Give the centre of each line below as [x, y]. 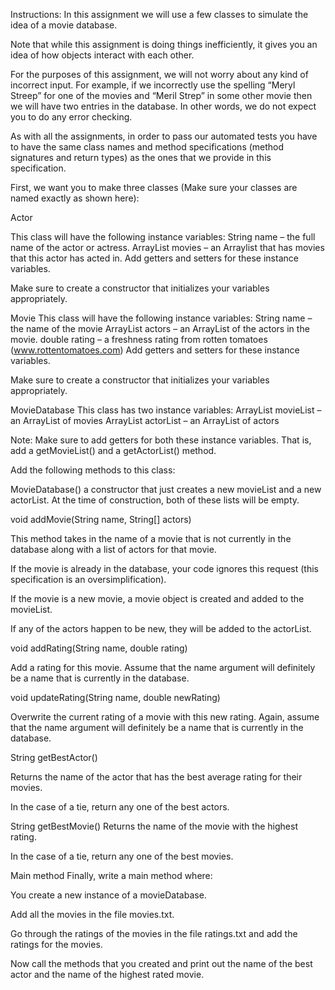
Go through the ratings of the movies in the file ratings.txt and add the [154, 933]
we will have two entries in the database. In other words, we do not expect [163, 106]
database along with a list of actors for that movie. [113, 549]
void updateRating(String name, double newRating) [115, 697]
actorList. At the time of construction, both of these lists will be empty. [155, 500]
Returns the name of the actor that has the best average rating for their [156, 777]
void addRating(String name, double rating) [99, 648]
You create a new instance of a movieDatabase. [108, 895]
